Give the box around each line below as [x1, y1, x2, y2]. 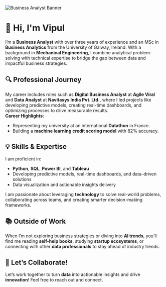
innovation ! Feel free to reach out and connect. [5, 277, 103, 283]
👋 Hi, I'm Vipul [5, 23, 65, 34]
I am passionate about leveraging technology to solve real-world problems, [5, 191, 161, 197]
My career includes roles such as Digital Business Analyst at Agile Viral [5, 91, 155, 98]
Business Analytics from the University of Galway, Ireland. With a [5, 44, 141, 50]
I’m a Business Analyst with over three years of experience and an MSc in [5, 39, 159, 45]
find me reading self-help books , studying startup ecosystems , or [5, 238, 144, 244]
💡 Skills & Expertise [5, 142, 67, 151]
